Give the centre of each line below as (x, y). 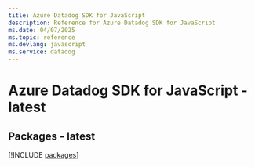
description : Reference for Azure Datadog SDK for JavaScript (112, 23)
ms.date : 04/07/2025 (42, 30)
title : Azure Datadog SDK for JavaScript (77, 15)
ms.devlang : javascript (47, 45)
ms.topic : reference (42, 37)
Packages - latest (52, 136)
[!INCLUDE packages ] (44, 155)
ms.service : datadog (42, 52)
